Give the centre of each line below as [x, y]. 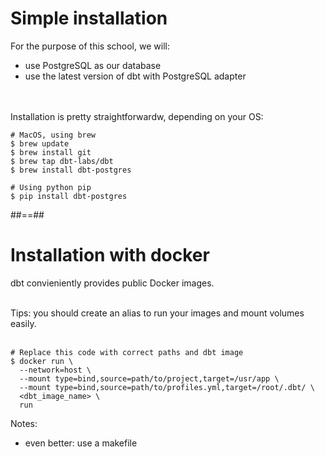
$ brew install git [51, 152]
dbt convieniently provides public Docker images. [112, 283]
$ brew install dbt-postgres [71, 170]
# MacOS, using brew [53, 135]
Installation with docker [110, 255]
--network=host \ [55, 370]
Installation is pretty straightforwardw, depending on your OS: [137, 116]
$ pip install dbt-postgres [69, 196]
